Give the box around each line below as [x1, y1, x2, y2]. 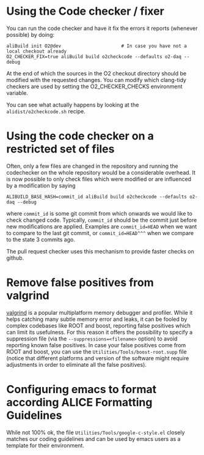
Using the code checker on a [6, 129, 155, 143]
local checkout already [6, 48, 67, 55]
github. [6, 254, 24, 261]
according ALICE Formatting [6, 396, 153, 409]
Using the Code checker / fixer [6, 4, 165, 18]
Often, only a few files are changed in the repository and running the [6, 162, 178, 170]
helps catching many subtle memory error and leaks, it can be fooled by [6, 315, 188, 323]
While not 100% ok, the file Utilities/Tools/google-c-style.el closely [6, 429, 185, 436]
